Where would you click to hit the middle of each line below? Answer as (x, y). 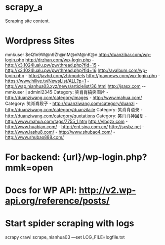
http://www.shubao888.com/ (35, 137)
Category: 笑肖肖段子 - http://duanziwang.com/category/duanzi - (72, 103)
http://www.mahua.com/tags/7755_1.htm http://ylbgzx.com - (66, 121)
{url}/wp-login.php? (104, 157)
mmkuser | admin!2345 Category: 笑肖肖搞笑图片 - (57, 92)
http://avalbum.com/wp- (122, 70)
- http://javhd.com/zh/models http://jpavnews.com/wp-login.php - (93, 75)
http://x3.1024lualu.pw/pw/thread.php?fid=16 (51, 70)
